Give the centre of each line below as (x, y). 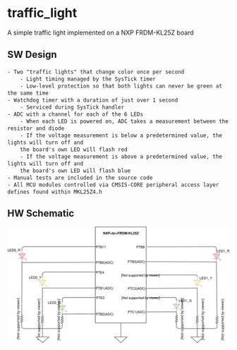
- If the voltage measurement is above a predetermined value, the (121, 157)
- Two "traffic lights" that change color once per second (96, 72)
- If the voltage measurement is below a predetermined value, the (121, 135)
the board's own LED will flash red (74, 150)
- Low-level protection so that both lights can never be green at (121, 86)
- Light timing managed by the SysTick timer (88, 79)
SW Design (32, 55)
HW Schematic (41, 213)
